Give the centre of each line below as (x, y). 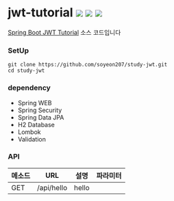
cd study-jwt (26, 71)
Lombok (29, 132)
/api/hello (52, 187)
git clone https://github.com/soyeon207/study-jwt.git (88, 65)
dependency (29, 88)
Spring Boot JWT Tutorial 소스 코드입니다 (64, 32)
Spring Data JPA (41, 117)
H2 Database (36, 124)
